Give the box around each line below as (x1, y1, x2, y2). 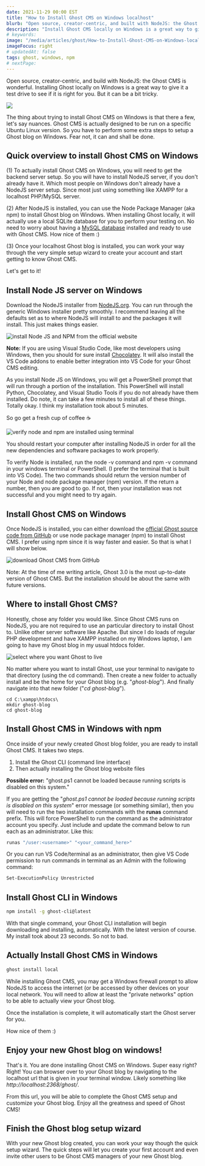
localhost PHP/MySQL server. (6, 193, 81, 200)
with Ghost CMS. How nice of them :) (6, 231, 100, 238)
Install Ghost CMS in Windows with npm (6, 723, 162, 734)
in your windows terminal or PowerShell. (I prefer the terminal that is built (6, 465, 190, 473)
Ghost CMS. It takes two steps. (6, 746, 84, 753)
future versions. (6, 581, 46, 588)
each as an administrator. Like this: (6, 828, 94, 835)
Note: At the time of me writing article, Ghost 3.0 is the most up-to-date (6, 568, 186, 575)
